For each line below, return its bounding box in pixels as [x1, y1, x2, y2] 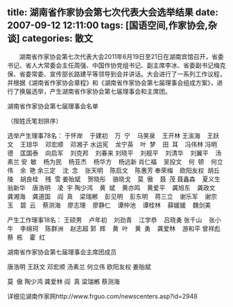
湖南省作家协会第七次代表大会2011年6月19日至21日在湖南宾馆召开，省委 [19, 52, 224, 60]
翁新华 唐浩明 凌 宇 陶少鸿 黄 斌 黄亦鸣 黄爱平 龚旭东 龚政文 [7, 183, 216, 192]
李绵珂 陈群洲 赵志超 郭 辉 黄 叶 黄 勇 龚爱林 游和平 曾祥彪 [19, 224, 221, 233]
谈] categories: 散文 [7, 33, 94, 44]
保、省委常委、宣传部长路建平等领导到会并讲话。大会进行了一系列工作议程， [7, 69, 226, 78]
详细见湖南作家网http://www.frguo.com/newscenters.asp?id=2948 [7, 292, 198, 300]
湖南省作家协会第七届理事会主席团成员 [7, 247, 116, 256]
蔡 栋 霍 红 [7, 233, 46, 241]
